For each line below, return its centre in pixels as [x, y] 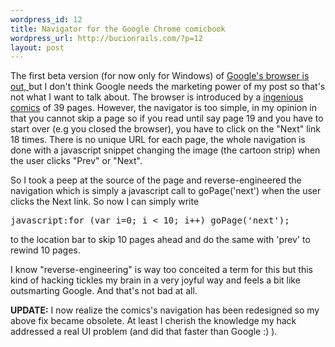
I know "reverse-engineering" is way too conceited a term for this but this [161, 270]
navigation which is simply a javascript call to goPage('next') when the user [166, 191]
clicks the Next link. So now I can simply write [105, 202]
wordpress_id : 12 [46, 19]
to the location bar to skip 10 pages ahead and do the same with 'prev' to [160, 240]
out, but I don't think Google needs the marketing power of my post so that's [168, 87]
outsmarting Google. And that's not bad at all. [104, 291]
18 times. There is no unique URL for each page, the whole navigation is [158, 140]
